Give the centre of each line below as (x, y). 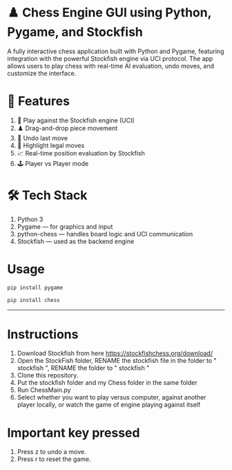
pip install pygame (35, 288)
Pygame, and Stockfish (75, 32)
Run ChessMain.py (44, 390)
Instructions (43, 334)
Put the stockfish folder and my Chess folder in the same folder (107, 383)
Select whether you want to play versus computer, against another (112, 397)
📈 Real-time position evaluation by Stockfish (81, 153)
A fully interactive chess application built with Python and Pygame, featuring (116, 51)
